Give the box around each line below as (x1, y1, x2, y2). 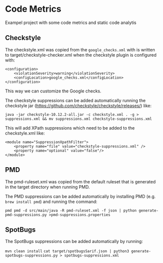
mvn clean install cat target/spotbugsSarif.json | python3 (5, 249, 129, 254)
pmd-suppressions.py (5, 212, 47, 217)
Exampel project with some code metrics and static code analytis (5, 20, 137, 25)
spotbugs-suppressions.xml (64, 253, 119, 258)
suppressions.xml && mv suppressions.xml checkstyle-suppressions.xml (5, 116, 152, 121)
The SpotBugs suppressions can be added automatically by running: (5, 239, 143, 244)
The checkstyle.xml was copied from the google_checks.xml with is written (5, 46, 155, 52)
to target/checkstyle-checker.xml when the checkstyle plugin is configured (5, 52, 157, 58)
